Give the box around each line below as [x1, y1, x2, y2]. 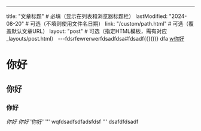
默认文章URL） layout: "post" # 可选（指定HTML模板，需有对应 [11, 28, 167, 35]
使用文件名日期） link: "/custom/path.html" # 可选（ [62, 20, 189, 27]
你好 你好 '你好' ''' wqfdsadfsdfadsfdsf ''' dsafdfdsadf [6, 118, 139, 125]
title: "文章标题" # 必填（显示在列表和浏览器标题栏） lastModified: [6, 13, 168, 20]
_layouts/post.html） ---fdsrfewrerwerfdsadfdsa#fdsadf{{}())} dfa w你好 [6, 35, 185, 42]
